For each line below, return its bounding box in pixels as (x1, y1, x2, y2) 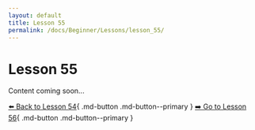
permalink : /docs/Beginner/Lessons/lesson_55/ (8, 26, 165, 34)
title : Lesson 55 (8, 19, 66, 27)
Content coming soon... (8, 86, 85, 95)
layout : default (8, 11, 62, 20)
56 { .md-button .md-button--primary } (8, 113, 134, 123)
